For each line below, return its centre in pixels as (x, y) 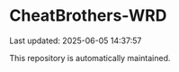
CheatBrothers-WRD (88, 16)
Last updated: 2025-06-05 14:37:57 (76, 40)
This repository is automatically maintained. (90, 58)
